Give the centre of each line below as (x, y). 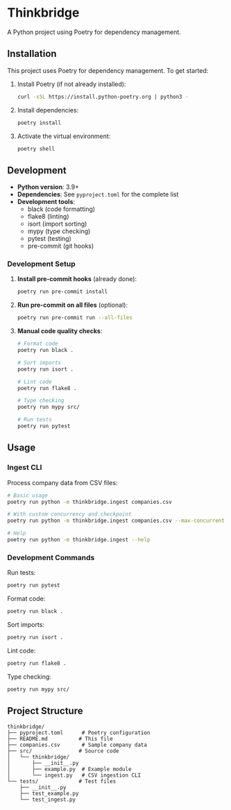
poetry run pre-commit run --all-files (75, 318)
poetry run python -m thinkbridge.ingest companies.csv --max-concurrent (116, 521)
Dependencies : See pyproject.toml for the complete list (98, 194)
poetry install (39, 123)
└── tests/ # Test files (62, 782)
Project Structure (45, 710)
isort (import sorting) (57, 224)
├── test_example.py (49, 794)
